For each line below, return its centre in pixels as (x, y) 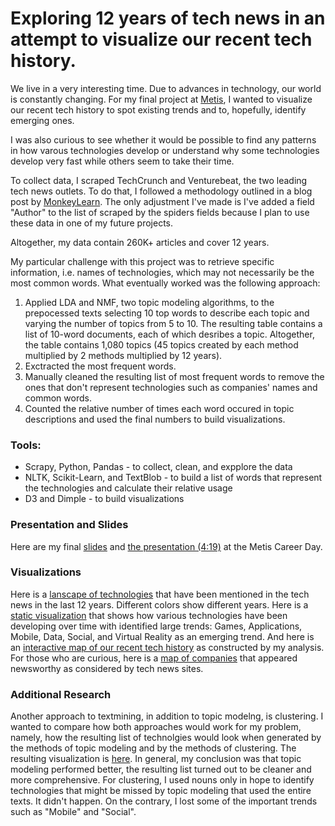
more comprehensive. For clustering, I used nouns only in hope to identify (162, 780)
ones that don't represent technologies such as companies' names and (171, 387)
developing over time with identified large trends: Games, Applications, (156, 626)
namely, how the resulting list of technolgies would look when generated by (166, 738)
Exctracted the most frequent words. (100, 366)
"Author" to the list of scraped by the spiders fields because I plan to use (160, 212)
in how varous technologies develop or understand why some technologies (165, 150)
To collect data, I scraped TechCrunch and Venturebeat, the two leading (159, 180)
